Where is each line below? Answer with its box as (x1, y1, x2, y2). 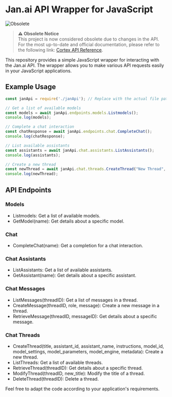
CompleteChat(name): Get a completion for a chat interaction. (12, 243, 143, 249)
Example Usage (5, 83, 56, 91)
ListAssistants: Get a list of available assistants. (12, 267, 113, 273)
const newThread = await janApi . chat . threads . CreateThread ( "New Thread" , (5, 167, 166, 172)
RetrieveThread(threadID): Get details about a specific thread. (12, 365, 143, 371)
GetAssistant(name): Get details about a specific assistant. (12, 272, 137, 279)
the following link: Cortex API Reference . (17, 47, 103, 53)
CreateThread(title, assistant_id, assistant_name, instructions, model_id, (12, 343, 164, 349)
